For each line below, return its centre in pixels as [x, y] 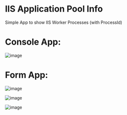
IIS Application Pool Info [54, 9]
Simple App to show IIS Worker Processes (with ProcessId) [63, 22]
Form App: [27, 75]
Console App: [33, 42]
